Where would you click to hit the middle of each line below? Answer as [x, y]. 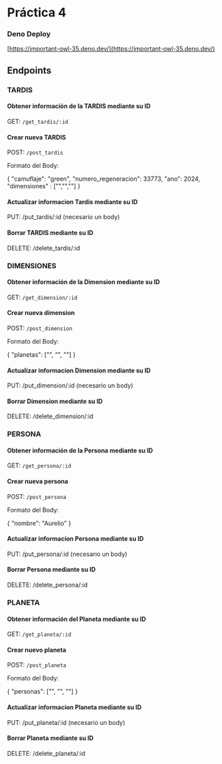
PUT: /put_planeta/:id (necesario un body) [66, 722]
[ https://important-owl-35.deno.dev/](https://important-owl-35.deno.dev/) [111, 49]
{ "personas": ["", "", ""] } [43, 691]
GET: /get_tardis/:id [38, 122]
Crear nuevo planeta [37, 650]
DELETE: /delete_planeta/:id [46, 753]
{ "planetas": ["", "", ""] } [41, 355]
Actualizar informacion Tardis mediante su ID [72, 202]
